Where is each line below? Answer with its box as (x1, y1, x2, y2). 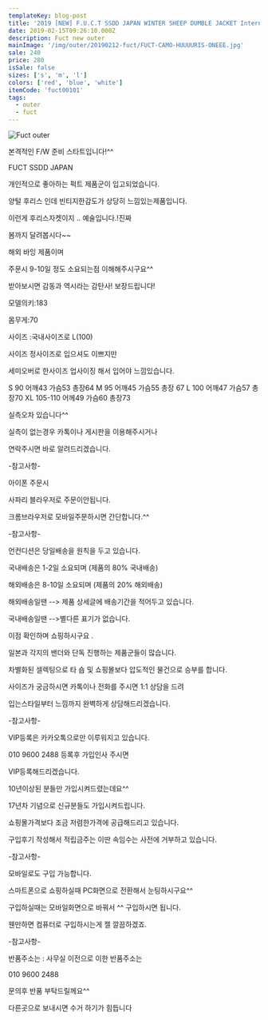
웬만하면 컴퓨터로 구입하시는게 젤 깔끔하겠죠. (8, 920, 148, 929)
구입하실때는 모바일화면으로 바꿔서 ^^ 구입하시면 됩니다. (8, 902, 182, 912)
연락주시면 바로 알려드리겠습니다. (8, 444, 112, 453)
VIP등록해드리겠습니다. (8, 767, 80, 776)
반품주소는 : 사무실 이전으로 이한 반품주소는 (8, 954, 143, 963)
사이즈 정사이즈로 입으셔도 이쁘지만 (8, 349, 117, 358)
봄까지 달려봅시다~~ (8, 230, 72, 240)
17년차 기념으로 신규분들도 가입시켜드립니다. (8, 801, 146, 810)
